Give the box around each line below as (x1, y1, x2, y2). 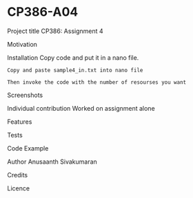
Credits (7, 170, 28, 179)
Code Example (7, 144, 49, 152)
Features (7, 118, 32, 126)
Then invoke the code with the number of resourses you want (7, 78, 187, 86)
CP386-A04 (7, 4, 79, 20)
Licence (7, 184, 30, 192)
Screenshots (7, 91, 43, 99)
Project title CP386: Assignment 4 (7, 27, 103, 35)
